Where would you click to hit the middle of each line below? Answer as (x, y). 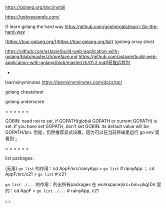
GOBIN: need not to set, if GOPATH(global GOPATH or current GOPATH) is (81, 121)
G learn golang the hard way (34, 26)
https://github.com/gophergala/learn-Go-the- (111, 26)
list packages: (19, 158)
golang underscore (25, 101)
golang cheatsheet (24, 92)
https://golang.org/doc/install (35, 7)
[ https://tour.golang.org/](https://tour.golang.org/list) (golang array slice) (80, 41)
